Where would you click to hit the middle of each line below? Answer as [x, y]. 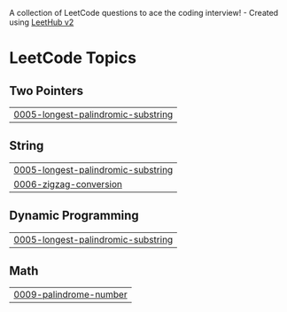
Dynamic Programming [74, 216]
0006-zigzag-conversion [68, 183]
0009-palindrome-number [70, 294]
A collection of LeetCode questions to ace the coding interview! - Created [144, 13]
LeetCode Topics [73, 58]
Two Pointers [47, 91]
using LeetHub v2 [42, 22]
